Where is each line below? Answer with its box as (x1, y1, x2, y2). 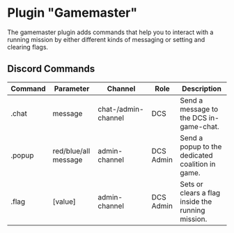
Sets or (180, 179, 203, 189)
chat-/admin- (97, 104, 144, 114)
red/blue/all (52, 146, 91, 156)
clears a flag (180, 188, 221, 197)
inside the (180, 197, 212, 206)
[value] (52, 197, 77, 206)
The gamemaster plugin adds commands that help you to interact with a (7, 28, 214, 36)
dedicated (180, 150, 214, 160)
